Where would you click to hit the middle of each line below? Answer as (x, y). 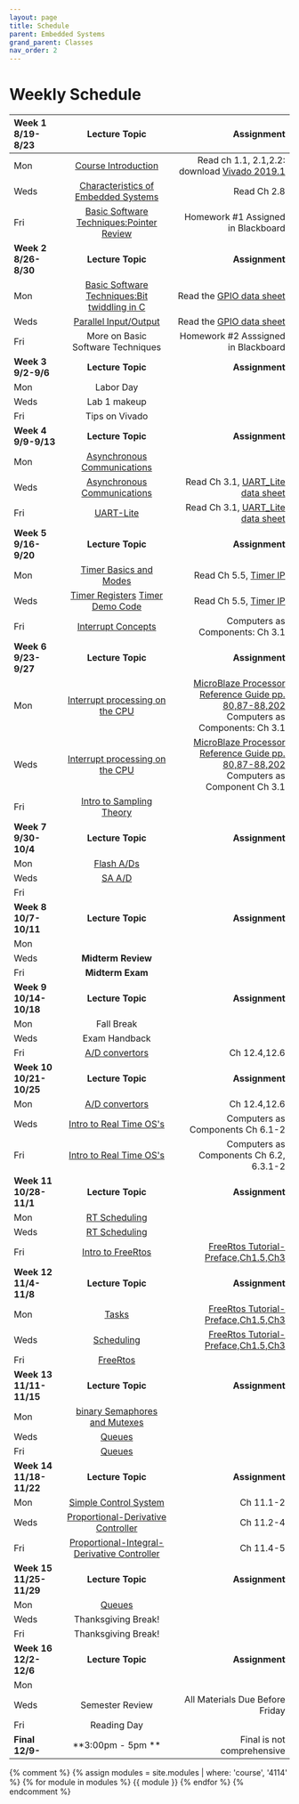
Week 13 (33, 1375)
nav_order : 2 (33, 51)
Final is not (263, 1740)
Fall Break (117, 1024)
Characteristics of (117, 186)
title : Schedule (39, 26)
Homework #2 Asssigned (232, 337)
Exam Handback (117, 1038)
